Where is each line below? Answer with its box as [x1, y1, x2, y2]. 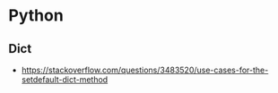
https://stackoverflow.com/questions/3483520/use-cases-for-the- [21, 64, 269, 75]
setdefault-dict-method [21, 74, 109, 85]
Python [8, 5, 64, 26]
